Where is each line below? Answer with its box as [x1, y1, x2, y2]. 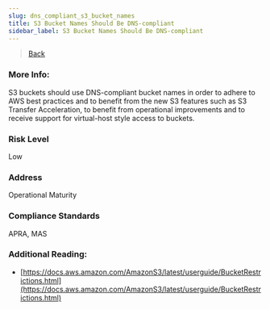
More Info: [8, 69, 50, 81]
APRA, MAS [8, 228, 48, 238]
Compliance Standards [8, 211, 101, 222]
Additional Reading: [8, 249, 88, 260]
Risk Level [8, 133, 50, 145]
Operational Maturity [8, 191, 77, 200]
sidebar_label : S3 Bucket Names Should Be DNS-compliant [8, 27, 204, 35]
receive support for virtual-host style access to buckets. [8, 113, 195, 123]
